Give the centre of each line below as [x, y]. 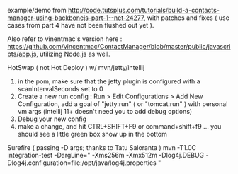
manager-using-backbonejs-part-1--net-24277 [75, 18]
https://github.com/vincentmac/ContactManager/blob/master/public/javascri [119, 46]
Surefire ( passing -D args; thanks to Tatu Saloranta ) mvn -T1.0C [102, 147]
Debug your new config [52, 119]
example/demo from [37, 10]
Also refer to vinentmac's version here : [65, 39]
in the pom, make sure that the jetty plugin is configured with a [109, 81]
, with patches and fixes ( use [187, 18]
